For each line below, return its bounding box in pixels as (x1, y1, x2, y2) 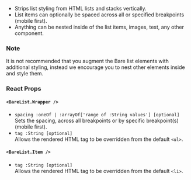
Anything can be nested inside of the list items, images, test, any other (14, 23, 184, 30)
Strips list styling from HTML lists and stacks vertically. (14, 5, 147, 12)
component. (14, 30, 44, 37)
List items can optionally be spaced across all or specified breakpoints (14, 11, 185, 18)
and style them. (6, 70, 44, 77)
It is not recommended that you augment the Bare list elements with (6, 58, 169, 65)
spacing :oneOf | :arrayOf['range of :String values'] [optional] (14, 112, 180, 118)
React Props (6, 85, 41, 93)
